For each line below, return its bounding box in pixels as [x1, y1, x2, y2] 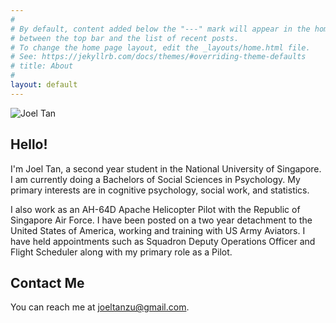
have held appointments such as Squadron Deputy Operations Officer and [10, 235, 316, 247]
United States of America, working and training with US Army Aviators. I [10, 224, 306, 236]
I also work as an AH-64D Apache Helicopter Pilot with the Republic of [10, 203, 301, 215]
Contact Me [10, 274, 85, 291]
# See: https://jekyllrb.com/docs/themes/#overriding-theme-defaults [10, 52, 307, 62]
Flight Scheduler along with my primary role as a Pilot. [10, 246, 233, 258]
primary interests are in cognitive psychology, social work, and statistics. [10, 184, 310, 196]
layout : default [10, 80, 78, 90]
